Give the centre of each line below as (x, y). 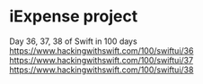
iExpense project (74, 17)
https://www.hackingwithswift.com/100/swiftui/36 (101, 50)
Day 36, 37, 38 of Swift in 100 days (73, 41)
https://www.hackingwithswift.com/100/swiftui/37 (101, 60)
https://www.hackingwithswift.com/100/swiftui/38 (101, 70)
